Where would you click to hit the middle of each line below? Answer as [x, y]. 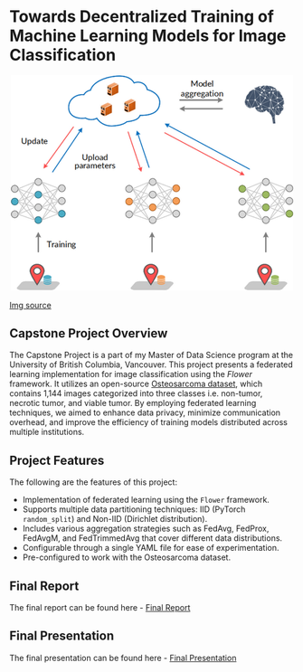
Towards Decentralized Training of [142, 17]
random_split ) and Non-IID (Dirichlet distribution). [115, 519]
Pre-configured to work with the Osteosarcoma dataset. [127, 557]
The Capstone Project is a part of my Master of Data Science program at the [151, 355]
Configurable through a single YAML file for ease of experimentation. [151, 548]
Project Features [57, 460]
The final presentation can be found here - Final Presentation [123, 658]
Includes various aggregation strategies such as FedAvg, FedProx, [146, 529]
